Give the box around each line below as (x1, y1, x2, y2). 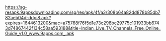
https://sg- (5, 4, 27, 10)
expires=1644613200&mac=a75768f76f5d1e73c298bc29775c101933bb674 (5, 20, 160, 26)
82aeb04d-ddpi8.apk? (5, 15, 51, 20)
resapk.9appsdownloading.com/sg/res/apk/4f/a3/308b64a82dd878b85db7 (5, 9, 161, 15)
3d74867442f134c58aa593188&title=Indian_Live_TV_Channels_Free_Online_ (5, 25, 161, 31)
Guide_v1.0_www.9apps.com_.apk (5, 31, 75, 36)
